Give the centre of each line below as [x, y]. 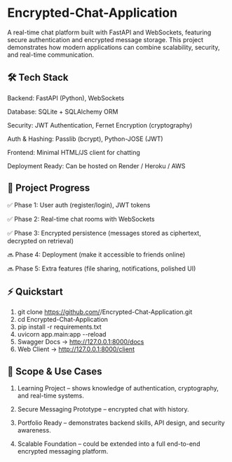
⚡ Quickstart [35, 291]
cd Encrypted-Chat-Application [63, 320]
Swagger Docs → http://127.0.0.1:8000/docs [81, 342]
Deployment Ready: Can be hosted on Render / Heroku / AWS [96, 165]
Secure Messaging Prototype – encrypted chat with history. [103, 409]
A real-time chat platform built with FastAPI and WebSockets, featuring [109, 32]
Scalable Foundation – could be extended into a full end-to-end [109, 444]
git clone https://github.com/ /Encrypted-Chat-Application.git [105, 312]
